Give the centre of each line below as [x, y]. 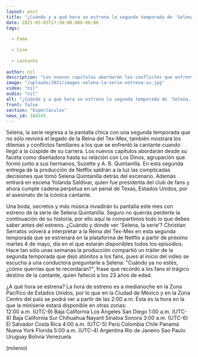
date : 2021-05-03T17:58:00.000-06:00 [52, 22]
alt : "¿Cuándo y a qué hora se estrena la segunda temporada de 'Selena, [99, 99]
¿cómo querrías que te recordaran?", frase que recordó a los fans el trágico [98, 269]
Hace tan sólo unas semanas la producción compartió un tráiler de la [90, 250]
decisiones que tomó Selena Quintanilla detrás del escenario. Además [91, 176]
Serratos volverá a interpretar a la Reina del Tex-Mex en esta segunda [91, 232]
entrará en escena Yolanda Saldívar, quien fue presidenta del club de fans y [98, 183]
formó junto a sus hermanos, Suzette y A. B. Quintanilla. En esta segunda [95, 164]
